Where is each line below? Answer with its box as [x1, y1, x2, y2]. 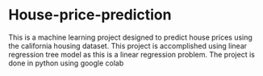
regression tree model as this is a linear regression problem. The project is [8, 49, 256, 59]
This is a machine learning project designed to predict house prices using [8, 32, 253, 42]
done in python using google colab [8, 58, 124, 68]
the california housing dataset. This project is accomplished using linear [8, 40, 248, 50]
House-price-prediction [8, 6, 172, 24]
